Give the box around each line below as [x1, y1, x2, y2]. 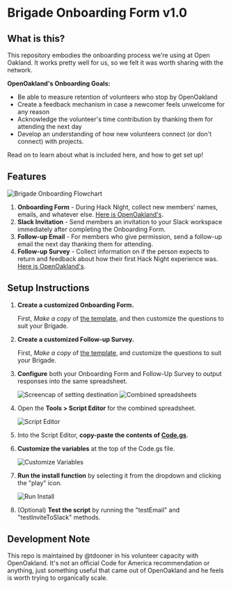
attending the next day [17, 123, 82, 130]
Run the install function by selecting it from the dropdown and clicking [17, 471, 221, 480]
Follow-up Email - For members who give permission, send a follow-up [17, 232, 223, 241]
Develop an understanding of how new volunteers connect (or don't [17, 130, 212, 138]
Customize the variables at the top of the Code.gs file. [17, 444, 175, 453]
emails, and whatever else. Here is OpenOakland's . [17, 210, 164, 219]
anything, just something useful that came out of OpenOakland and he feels [7, 566, 224, 575]
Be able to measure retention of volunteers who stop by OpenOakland [17, 93, 218, 101]
